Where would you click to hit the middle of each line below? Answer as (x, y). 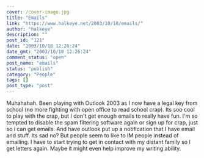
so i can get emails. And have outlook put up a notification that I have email (101, 129)
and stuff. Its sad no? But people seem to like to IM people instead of (93, 135)
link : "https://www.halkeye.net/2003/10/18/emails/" (75, 23)
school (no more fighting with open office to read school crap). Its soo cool (101, 110)
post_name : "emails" (33, 63)
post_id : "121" (26, 40)
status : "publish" (30, 69)
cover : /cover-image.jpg (38, 12)
